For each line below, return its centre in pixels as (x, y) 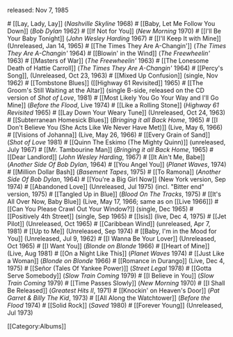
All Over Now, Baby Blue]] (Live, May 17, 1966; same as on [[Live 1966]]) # (113, 201)
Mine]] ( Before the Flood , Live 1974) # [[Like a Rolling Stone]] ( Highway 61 (113, 105)
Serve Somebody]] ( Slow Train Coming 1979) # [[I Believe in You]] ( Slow (111, 276)
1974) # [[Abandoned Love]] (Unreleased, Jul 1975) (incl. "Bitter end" (106, 187)
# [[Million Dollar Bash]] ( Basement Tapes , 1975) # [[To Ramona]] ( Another (114, 172)
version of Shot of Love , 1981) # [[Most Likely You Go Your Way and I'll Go (113, 98)
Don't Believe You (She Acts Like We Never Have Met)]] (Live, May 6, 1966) (115, 127)
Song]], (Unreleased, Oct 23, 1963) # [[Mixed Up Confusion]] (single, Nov (113, 75)
